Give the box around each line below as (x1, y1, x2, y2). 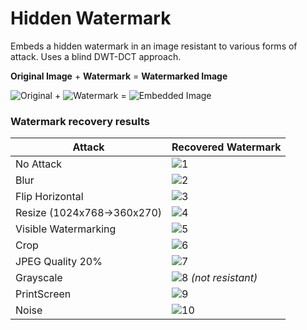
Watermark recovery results (10, 114, 150, 128)
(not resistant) (190, 271, 258, 285)
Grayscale (15, 271, 63, 285)
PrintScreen (15, 287, 72, 301)
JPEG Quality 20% (15, 255, 103, 269)
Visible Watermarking (15, 222, 117, 236)
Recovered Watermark (171, 140, 282, 154)
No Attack (15, 157, 63, 171)
